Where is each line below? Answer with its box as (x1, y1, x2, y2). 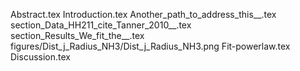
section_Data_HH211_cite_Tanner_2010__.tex (10, 19, 192, 31)
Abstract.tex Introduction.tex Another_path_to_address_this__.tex (10, 9, 277, 20)
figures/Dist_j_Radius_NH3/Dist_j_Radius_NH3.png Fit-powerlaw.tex (10, 40, 291, 52)
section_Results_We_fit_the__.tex (10, 30, 145, 41)
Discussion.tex (10, 51, 71, 63)
